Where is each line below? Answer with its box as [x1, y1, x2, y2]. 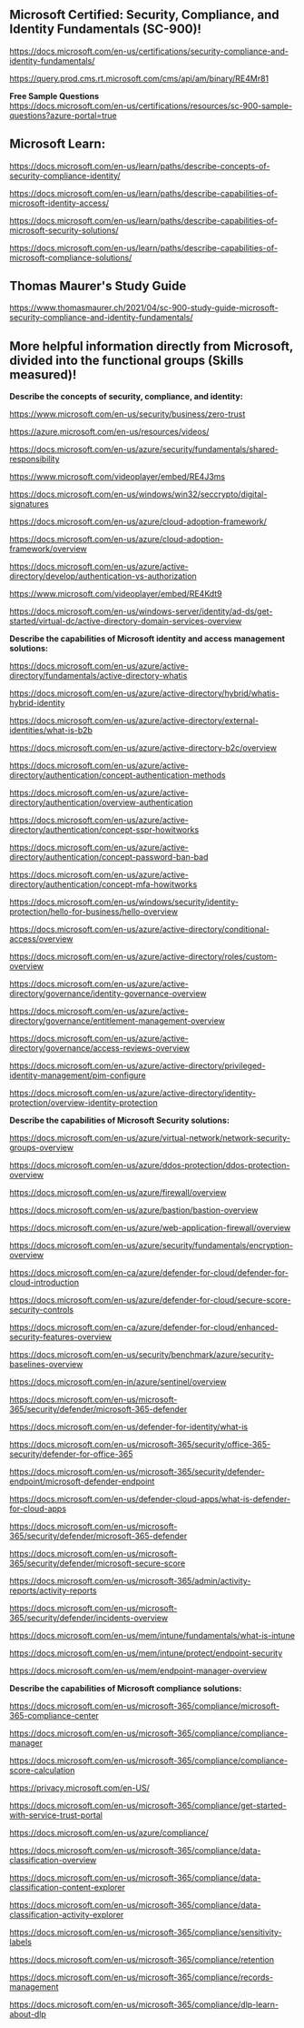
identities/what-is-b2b [9, 725, 93, 736]
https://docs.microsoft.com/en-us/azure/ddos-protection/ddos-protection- [9, 1160, 290, 1171]
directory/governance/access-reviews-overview [9, 1043, 191, 1054]
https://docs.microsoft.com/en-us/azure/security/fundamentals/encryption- [9, 1240, 293, 1251]
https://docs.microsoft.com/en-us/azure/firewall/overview [9, 1187, 227, 1198]
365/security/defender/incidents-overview [9, 1612, 169, 1623]
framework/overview [9, 543, 88, 554]
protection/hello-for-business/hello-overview [9, 906, 179, 917]
